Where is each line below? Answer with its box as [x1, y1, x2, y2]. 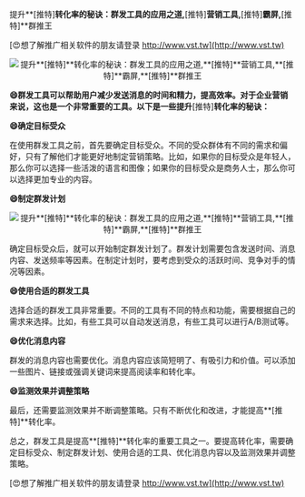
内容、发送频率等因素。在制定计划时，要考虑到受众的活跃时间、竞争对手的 [9, 255, 288, 265]
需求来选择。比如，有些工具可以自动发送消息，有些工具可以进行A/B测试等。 [9, 316, 294, 327]
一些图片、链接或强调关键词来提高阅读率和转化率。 [9, 366, 201, 377]
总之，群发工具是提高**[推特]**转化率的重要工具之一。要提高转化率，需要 [9, 436, 286, 446]
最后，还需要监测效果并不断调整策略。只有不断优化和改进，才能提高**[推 [9, 405, 283, 415]
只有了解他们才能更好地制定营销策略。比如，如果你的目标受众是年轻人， [25, 151, 296, 162]
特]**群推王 [9, 20, 53, 31]
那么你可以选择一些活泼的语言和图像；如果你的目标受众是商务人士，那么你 [9, 163, 288, 173]
